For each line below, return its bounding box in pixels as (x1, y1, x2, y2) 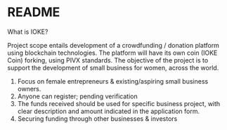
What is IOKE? (7, 27, 48, 36)
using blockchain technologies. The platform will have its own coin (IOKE (7, 48, 218, 57)
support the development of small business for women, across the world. (7, 63, 219, 72)
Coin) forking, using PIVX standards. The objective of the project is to (7, 56, 209, 64)
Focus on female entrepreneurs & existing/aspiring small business (17, 77, 209, 85)
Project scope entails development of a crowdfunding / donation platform (7, 41, 220, 49)
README (7, 4, 60, 20)
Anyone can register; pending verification (17, 92, 138, 100)
